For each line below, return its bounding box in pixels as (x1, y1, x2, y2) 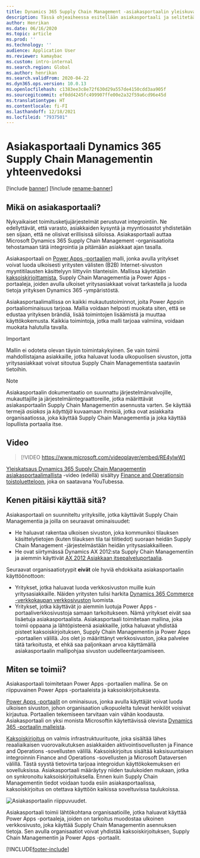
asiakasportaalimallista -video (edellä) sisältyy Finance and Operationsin (6, 471, 184, 479)
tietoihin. (6, 366, 28, 373)
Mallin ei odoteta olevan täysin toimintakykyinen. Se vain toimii (6, 347, 160, 354)
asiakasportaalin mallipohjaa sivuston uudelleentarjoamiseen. (14, 647, 165, 654)
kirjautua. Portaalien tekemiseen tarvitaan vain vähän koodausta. (6, 711, 165, 718)
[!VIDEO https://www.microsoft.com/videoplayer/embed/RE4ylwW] (20, 453, 186, 461)
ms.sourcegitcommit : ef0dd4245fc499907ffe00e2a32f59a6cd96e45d (6, 92, 167, 98)
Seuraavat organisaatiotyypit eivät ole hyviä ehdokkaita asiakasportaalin (6, 566, 184, 573)
